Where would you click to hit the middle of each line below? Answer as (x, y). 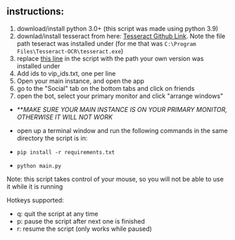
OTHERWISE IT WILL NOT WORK (65, 117)
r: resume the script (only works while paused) (84, 229)
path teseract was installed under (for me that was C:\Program (106, 43)
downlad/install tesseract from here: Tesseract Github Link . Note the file (121, 36)
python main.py (39, 166)
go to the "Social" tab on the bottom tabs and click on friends (106, 88)
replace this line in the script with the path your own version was (110, 58)
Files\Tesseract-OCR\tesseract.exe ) (70, 51)
